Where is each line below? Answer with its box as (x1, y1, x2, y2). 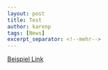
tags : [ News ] (7, 29, 45, 37)
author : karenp (7, 23, 52, 30)
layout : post (7, 10, 45, 17)
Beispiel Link (7, 55, 44, 63)
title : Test (7, 17, 42, 24)
